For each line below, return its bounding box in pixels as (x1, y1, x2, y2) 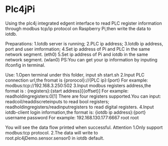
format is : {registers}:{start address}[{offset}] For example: (5, 88, 129, 94)
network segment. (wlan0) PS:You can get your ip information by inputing (5, 56, 157, 62)
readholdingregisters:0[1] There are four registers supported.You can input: (5, 93, 161, 99)
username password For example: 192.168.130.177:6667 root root (5, 114, 139, 120)
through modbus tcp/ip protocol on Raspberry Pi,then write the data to (5, 25, 151, 31)
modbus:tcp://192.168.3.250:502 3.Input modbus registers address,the (5, 82, 151, 89)
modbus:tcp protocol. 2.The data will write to (5, 129, 98, 135)
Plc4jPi (5, 4, 35, 15)
